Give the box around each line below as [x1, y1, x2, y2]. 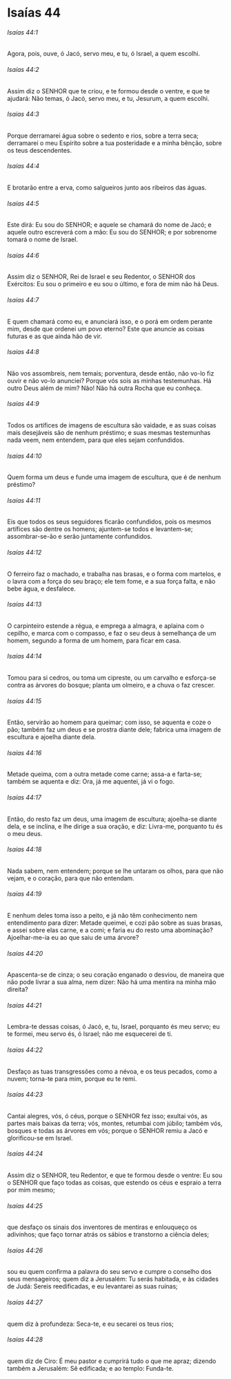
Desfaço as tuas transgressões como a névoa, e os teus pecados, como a [7, 1067, 217, 1075]
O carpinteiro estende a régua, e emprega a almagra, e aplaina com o [7, 621, 205, 630]
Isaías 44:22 [7, 1046, 43, 1054]
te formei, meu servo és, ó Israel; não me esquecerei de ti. [7, 1030, 173, 1038]
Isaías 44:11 [7, 496, 41, 504]
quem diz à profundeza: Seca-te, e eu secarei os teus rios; [7, 1320, 174, 1328]
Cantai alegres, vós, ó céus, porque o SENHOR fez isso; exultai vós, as [7, 1111, 208, 1120]
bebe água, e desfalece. [7, 584, 76, 593]
